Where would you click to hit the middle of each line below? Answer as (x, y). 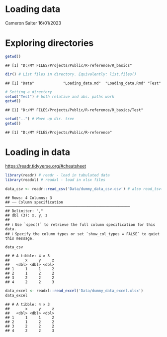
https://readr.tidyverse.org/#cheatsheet (46, 166)
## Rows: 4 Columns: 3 (29, 198)
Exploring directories (49, 43)
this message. (20, 238)
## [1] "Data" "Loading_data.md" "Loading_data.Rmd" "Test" (83, 83)
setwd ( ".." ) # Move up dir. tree (40, 119)
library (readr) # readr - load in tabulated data (58, 175)
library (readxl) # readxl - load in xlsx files (55, 180)
